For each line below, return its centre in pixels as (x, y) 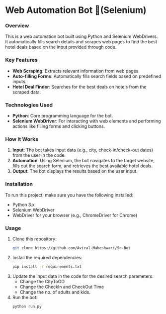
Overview (17, 26)
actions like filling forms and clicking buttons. (59, 126)
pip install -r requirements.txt (47, 266)
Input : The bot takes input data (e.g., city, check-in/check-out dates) (83, 150)
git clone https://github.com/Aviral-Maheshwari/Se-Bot (71, 248)
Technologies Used (29, 105)
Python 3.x (23, 205)
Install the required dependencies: (47, 257)
